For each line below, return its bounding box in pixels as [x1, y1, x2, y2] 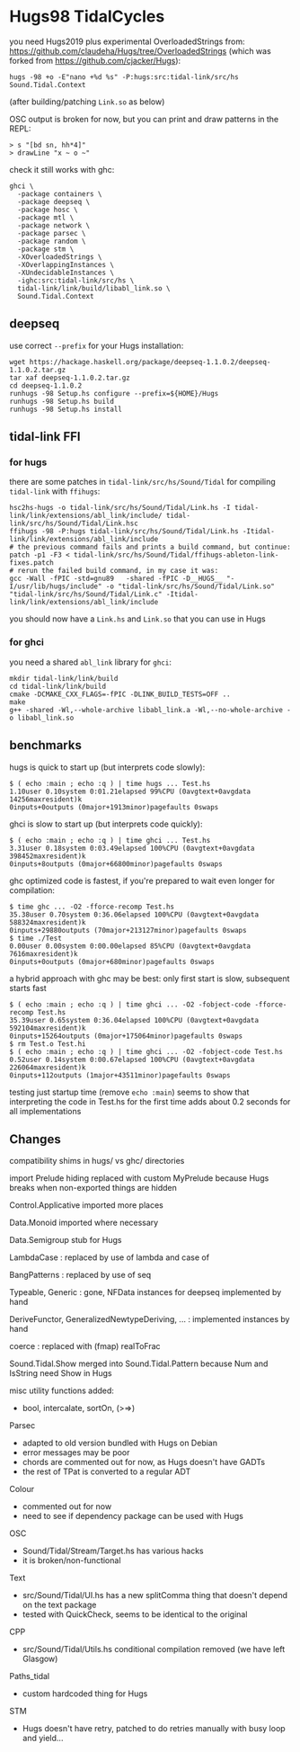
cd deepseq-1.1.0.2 [9, 380, 83, 390]
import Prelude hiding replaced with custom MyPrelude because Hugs [9, 1173, 269, 1184]
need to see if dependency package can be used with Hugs [22, 1511, 244, 1522]
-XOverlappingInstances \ [17, 260, 115, 269]
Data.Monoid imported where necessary [9, 1217, 159, 1229]
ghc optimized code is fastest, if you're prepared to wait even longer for [9, 875, 276, 886]
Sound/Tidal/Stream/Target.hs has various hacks [22, 1545, 204, 1557]
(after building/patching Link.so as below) [9, 96, 165, 107]
